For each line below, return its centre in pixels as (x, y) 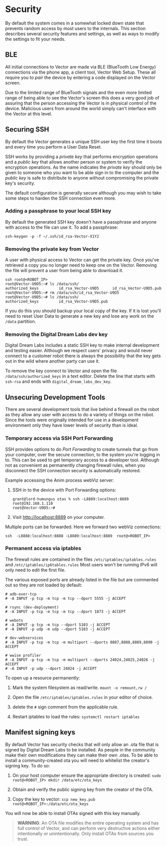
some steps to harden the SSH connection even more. (61, 198)
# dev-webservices (24, 638)
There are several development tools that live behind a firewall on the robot (82, 409)
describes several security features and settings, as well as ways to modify (82, 34)
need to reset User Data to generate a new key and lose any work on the (80, 316)
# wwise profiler (23, 655)
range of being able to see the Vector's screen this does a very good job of (82, 98)
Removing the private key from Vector (52, 249)
